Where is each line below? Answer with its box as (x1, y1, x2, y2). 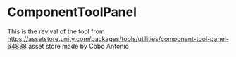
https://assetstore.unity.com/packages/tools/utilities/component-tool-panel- (7, 34, 229, 42)
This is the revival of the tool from (7, 27, 105, 35)
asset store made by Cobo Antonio (27, 42, 129, 50)
